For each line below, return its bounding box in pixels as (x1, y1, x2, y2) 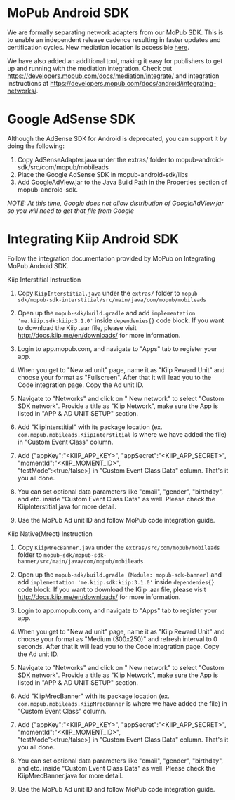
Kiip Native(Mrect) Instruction (7, 529, 93, 538)
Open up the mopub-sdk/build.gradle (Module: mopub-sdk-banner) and (17, 570, 222, 579)
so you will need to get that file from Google (7, 206, 135, 215)
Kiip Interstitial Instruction (7, 275, 81, 284)
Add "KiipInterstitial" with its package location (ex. (17, 423, 163, 431)
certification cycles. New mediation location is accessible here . (7, 43, 189, 51)
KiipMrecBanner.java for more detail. (17, 771, 123, 780)
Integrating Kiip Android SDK (7, 231, 179, 247)
